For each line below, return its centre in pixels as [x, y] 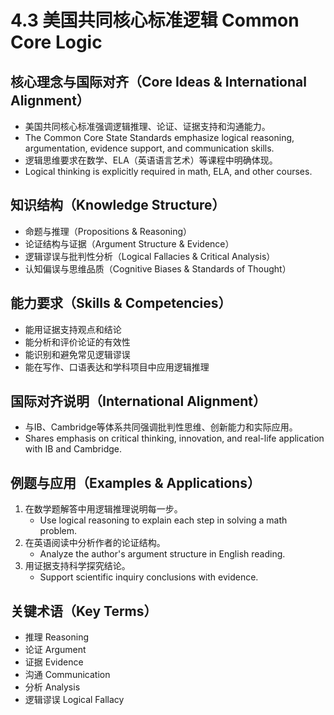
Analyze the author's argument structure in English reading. [162, 554]
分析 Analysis [52, 687]
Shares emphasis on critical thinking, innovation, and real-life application [174, 438]
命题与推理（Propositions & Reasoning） [108, 231]
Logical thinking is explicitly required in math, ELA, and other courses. [168, 171]
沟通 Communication [67, 675]
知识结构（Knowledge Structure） [118, 205]
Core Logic [56, 42]
